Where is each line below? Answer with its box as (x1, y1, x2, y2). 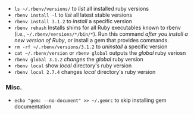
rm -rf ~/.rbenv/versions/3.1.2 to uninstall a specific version (14, 43, 168, 50)
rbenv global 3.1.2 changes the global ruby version (14, 56, 143, 63)
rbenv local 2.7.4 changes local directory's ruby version (14, 69, 156, 75)
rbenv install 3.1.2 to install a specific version (14, 18, 132, 24)
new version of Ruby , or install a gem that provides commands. (14, 37, 169, 43)
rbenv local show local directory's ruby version (14, 62, 132, 69)
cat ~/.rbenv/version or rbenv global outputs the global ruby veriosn (14, 49, 186, 56)
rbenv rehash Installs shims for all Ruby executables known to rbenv (14, 24, 181, 31)
